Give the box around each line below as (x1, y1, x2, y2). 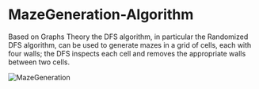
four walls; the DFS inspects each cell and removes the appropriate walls (8, 48, 246, 58)
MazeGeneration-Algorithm (8, 6, 194, 24)
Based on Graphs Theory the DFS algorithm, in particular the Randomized (8, 32, 249, 41)
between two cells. (8, 57, 70, 67)
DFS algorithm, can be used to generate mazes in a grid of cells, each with (8, 40, 252, 49)
